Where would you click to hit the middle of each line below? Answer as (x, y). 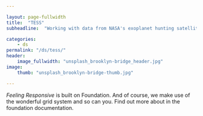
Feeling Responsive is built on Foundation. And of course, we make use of (98, 95)
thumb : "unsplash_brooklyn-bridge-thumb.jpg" (76, 73)
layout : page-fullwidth (36, 17)
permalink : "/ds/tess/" (36, 50)
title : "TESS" (25, 23)
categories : (21, 39)
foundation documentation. (40, 108)
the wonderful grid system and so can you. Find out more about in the (93, 101)
